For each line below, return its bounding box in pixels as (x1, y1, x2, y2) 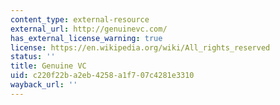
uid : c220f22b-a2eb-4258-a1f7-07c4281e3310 (10, 71, 195, 81)
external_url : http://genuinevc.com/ (10, 24, 168, 34)
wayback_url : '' (10, 80, 78, 90)
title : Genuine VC (10, 61, 87, 71)
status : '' (10, 52, 56, 62)
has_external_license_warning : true (10, 33, 163, 43)
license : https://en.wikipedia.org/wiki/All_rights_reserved (10, 42, 271, 53)
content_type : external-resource (10, 14, 150, 25)
